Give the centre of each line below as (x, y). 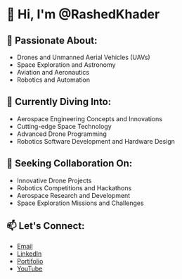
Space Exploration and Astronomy (66, 65)
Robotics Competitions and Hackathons (74, 188)
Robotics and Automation (53, 80)
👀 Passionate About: (52, 41)
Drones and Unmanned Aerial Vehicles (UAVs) (83, 57)
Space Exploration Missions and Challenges (80, 203)
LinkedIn (29, 254)
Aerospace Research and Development (73, 195)
